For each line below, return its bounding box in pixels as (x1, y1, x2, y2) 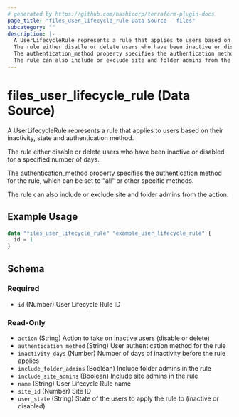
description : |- (7, 30, 55, 38)
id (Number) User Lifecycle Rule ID (17, 300, 121, 308)
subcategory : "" (7, 23, 55, 31)
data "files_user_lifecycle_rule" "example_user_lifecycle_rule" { (7, 229, 212, 237)
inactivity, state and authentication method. (7, 133, 134, 142)
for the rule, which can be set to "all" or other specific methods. (7, 176, 194, 185)
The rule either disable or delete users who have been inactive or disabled (7, 147, 225, 156)
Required (7, 284, 40, 294)
